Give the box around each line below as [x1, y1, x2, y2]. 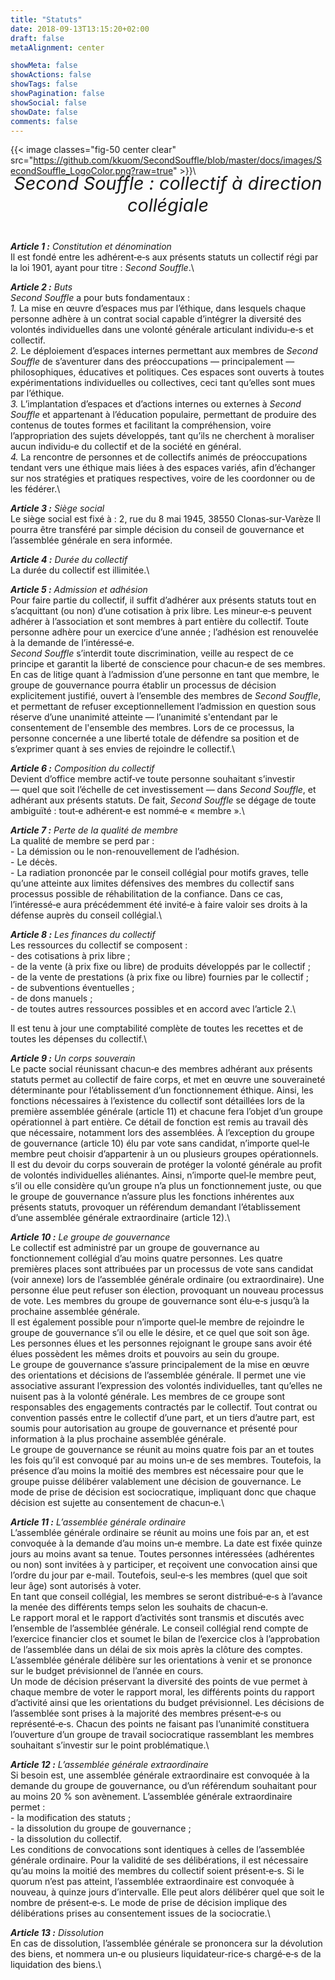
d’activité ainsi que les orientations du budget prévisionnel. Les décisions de [10, 1697, 325, 1709]
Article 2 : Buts [10, 281, 73, 293]
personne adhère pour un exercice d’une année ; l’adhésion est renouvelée [10, 626, 319, 638]
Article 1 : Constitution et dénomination [10, 241, 172, 253]
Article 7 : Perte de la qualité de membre [10, 824, 178, 836]
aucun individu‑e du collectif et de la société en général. [10, 441, 242, 453]
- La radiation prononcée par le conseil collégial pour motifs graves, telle [10, 867, 309, 879]
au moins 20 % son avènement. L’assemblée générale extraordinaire [10, 1791, 293, 1803]
